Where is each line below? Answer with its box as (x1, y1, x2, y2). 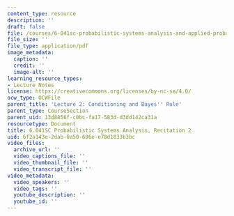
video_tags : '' (13, 185, 58, 192)
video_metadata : (7, 172, 54, 179)
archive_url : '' (13, 146, 61, 153)
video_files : (7, 140, 45, 147)
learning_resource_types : (7, 75, 82, 82)
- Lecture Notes (7, 82, 54, 88)
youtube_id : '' (13, 198, 58, 206)
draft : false (7, 23, 45, 30)
